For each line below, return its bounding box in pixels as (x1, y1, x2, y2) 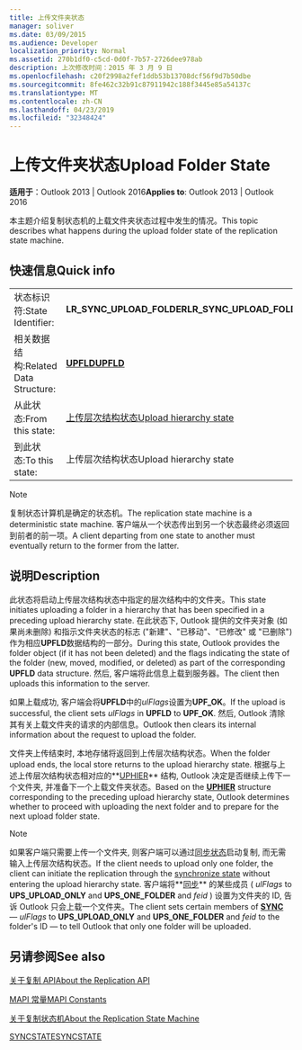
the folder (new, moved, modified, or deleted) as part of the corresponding (9, 657, 286, 668)
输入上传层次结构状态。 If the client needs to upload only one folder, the (9, 857, 274, 868)
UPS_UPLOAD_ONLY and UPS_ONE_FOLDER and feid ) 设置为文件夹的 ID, (9, 890, 282, 901)
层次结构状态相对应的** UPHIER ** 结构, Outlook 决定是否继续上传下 (32, 770, 283, 781)
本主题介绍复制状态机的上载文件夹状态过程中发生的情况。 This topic (9, 215, 259, 226)
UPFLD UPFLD (66, 356, 125, 369)
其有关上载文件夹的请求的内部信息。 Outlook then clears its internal (9, 719, 257, 730)
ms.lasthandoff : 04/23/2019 (9, 105, 115, 114)
